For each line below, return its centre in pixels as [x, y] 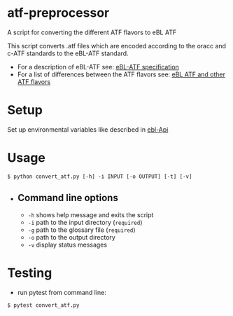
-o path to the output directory [71, 237]
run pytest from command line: [62, 292]
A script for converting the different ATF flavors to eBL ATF [92, 32]
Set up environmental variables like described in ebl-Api [88, 129]
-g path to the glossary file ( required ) [82, 230]
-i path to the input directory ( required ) [85, 222]
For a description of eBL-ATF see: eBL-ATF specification [98, 67]
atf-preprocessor [58, 13]
